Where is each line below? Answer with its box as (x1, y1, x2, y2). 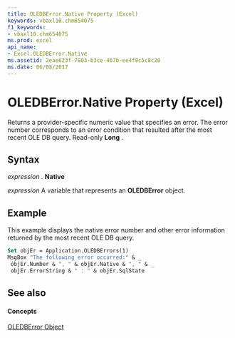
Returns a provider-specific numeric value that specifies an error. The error (7, 118, 228, 126)
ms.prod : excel (7, 37, 53, 44)
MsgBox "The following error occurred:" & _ (7, 254, 142, 261)
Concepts (7, 307, 37, 315)
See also (7, 287, 46, 299)
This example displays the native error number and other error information (7, 226, 226, 235)
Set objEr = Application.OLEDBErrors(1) (7, 247, 130, 255)
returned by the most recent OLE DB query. (7, 233, 135, 242)
